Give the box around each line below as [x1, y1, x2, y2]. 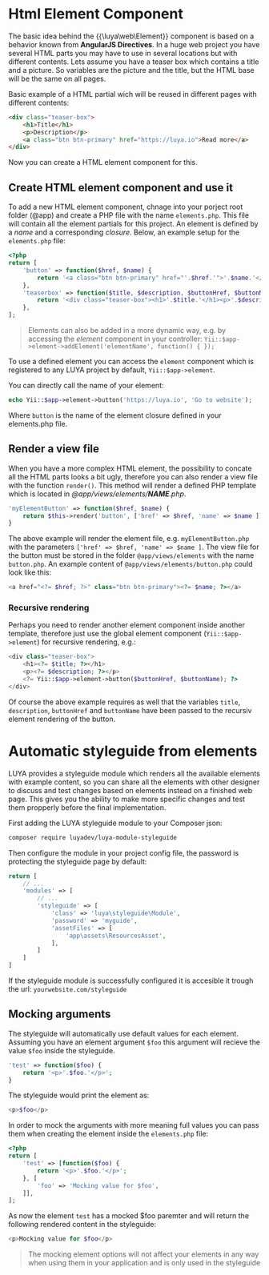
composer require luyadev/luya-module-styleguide [8, 833, 178, 841]
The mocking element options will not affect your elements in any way [27, 1249, 259, 1259]
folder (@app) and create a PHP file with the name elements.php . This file [8, 210, 250, 220]
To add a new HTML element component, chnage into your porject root [8, 202, 243, 212]
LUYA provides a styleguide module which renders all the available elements [8, 768, 260, 778]
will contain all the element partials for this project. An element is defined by [8, 219, 259, 229]
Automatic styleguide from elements [8, 742, 258, 760]
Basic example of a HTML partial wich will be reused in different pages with [8, 89, 258, 98]
